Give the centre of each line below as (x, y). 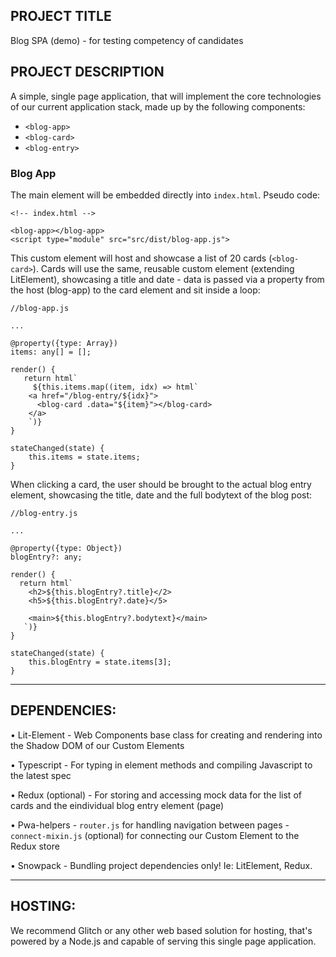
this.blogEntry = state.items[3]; (100, 662)
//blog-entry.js (44, 513)
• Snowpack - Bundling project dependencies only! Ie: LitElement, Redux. (161, 865)
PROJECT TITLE (61, 16)
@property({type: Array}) (64, 343)
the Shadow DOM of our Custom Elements (97, 745)
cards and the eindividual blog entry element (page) (117, 805)
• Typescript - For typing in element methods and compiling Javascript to (161, 765)
